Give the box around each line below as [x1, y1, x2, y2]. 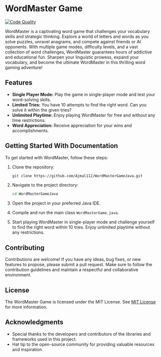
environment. [5, 272, 32, 278]
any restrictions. [12, 229, 45, 236]
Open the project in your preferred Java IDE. [12, 200, 101, 206]
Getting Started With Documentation [5, 142, 118, 150]
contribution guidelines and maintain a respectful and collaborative [5, 267, 139, 272]
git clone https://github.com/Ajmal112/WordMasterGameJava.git [12, 173, 143, 178]
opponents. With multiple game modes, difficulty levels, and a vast [5, 44, 138, 50]
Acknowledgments [5, 318, 64, 326]
